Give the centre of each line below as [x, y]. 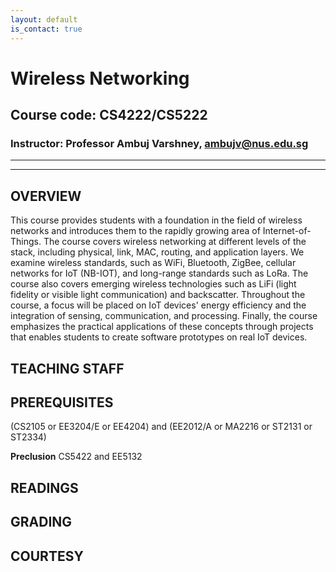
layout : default [44, 19]
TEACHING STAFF [67, 368]
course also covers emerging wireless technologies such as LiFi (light [153, 284]
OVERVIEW [46, 196]
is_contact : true [46, 29]
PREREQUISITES [62, 402]
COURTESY [47, 556]
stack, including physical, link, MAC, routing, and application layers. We [157, 252]
